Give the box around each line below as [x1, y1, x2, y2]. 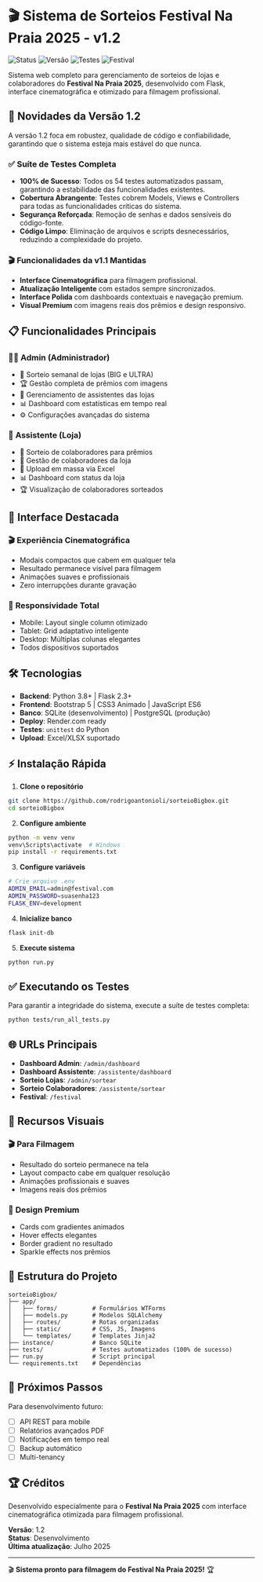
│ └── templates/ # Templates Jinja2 [8, 1331, 156, 1340]
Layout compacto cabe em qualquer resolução [19, 1168, 171, 1177]
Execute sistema [19, 943, 75, 952]
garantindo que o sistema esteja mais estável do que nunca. [8, 139, 202, 148]
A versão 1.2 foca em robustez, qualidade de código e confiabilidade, [8, 130, 232, 140]
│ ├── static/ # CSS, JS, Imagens [8, 1325, 156, 1333]
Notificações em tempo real [19, 1434, 110, 1444]
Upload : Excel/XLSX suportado [19, 733, 121, 743]
